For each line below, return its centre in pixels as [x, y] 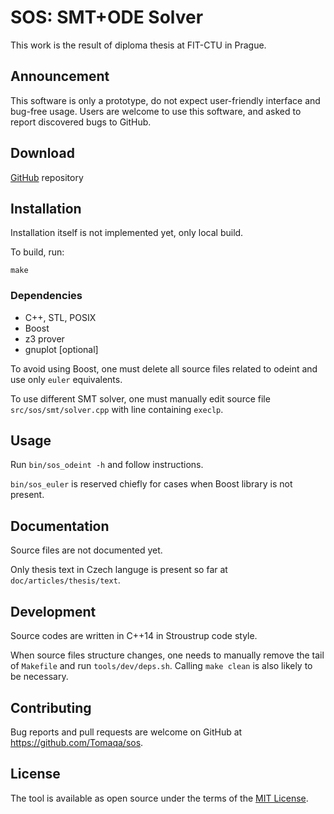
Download [42, 153]
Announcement [60, 76]
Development [53, 611]
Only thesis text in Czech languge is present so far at [119, 570]
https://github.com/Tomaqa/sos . [77, 742]
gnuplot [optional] [61, 349]
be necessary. [39, 677]
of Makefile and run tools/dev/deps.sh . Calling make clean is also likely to [161, 666]
